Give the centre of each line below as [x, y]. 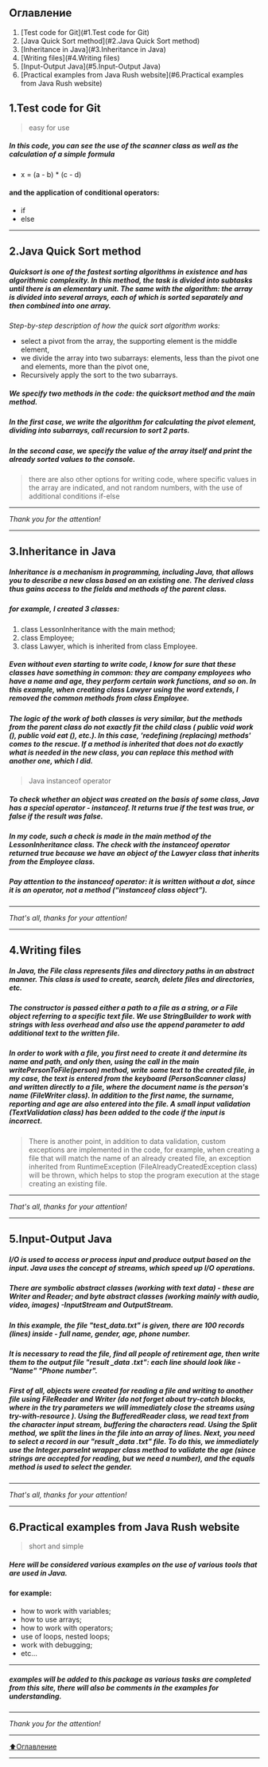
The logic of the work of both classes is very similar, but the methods [126, 718]
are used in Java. [38, 1573]
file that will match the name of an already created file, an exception [140, 1158]
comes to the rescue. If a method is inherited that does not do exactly [126, 743]
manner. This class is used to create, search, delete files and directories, [132, 979]
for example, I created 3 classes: [64, 609]
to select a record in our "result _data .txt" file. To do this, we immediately [134, 1442]
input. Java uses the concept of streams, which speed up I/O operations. [132, 1268]
